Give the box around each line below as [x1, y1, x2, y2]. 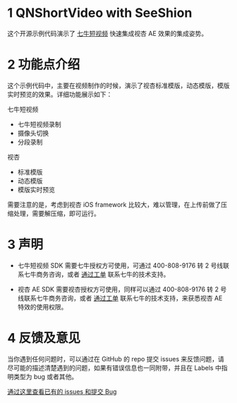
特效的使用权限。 [17, 302, 68, 311]
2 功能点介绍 [7, 56, 80, 73]
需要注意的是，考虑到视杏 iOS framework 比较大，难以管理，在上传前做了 [7, 200, 221, 209]
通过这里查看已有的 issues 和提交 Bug [7, 387, 117, 396]
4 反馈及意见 [7, 330, 81, 346]
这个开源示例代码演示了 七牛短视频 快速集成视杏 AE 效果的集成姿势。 [7, 29, 208, 37]
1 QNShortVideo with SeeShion [7, 5, 193, 21]
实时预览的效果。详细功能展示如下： [7, 90, 113, 98]
